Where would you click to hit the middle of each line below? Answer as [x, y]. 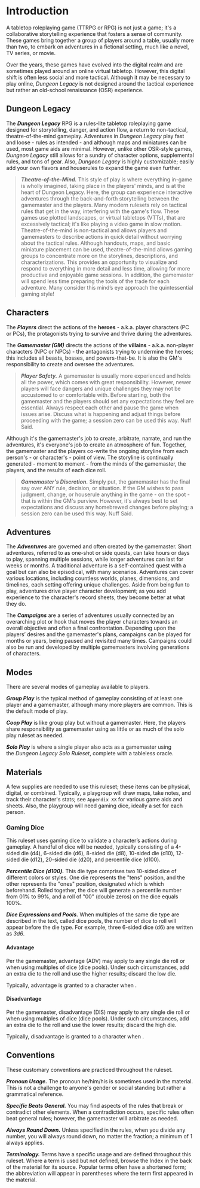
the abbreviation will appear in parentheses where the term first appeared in [100, 1173]
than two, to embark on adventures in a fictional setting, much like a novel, [98, 47]
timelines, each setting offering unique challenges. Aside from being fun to [98, 585]
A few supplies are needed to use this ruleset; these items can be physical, [98, 786]
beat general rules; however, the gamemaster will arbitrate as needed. [92, 1118]
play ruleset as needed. [35, 736]
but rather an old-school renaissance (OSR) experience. [75, 90]
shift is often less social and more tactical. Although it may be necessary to [99, 77]
